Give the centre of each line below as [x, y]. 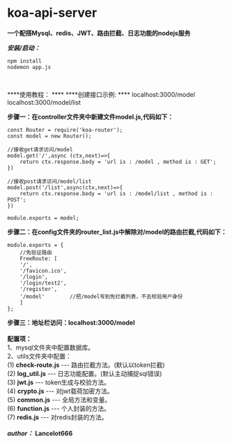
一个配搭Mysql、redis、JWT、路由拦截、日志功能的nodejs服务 [99, 33]
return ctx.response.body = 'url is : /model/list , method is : [117, 193]
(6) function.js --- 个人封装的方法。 [59, 408]
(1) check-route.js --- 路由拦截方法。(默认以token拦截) [86, 365]
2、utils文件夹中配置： [39, 356]
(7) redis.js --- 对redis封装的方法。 [57, 417]
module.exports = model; [43, 218]
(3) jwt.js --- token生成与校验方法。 [59, 382]
